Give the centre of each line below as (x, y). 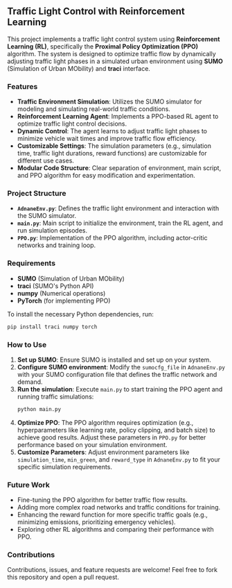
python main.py (39, 409)
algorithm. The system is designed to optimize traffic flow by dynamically (111, 53)
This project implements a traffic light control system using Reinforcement (114, 39)
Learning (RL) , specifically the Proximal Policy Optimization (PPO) (103, 46)
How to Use (27, 344)
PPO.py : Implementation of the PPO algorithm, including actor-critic (112, 238)
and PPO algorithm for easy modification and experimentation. (106, 176)
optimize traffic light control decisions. (72, 124)
